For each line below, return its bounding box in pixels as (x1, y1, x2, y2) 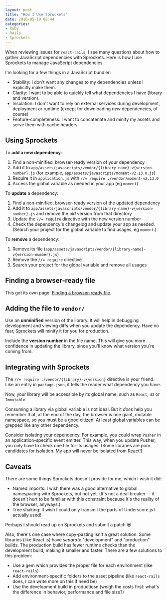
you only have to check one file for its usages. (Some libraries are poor (5, 443, 151, 449)
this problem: (5, 552, 32, 558)
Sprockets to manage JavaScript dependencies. (5, 60, 104, 66)
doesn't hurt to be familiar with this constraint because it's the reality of (12, 496, 160, 502)
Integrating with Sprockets (5, 363, 90, 371)
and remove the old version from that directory (36, 210, 132, 216)
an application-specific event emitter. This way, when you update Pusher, (5, 437, 156, 443)
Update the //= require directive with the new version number (12, 216, 141, 222)
